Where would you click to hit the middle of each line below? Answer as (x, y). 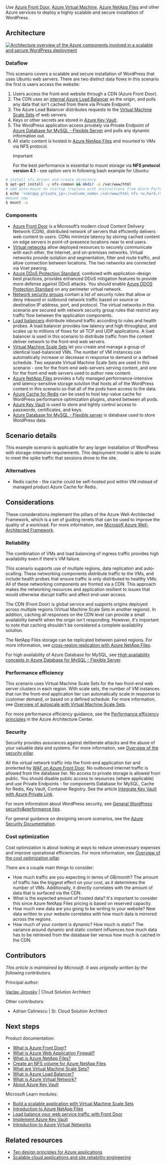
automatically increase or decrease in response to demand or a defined (85, 357)
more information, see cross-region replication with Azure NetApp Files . (79, 645)
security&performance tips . (33, 809)
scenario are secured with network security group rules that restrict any (86, 310)
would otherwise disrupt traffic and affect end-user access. (66, 594)
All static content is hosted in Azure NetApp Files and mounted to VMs (84, 141)
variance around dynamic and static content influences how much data (85, 930)
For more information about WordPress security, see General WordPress (79, 804)
